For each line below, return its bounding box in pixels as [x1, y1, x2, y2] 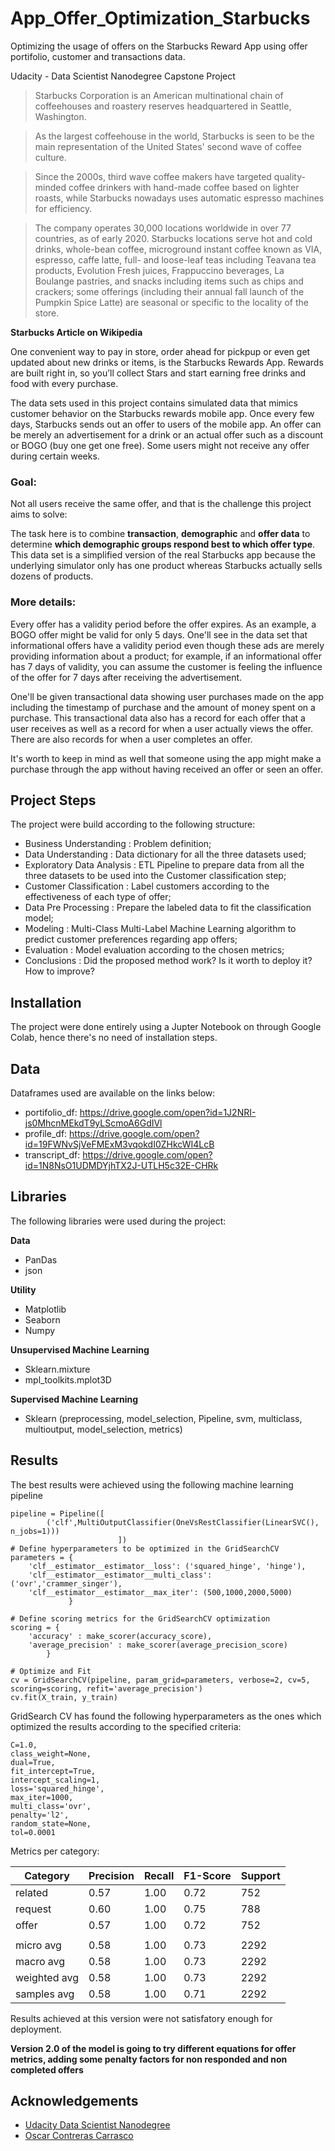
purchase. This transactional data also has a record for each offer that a [10, 712, 306, 724]
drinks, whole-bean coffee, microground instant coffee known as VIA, [34, 243, 323, 255]
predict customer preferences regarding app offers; [24, 933, 238, 946]
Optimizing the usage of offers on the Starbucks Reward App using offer [10, 40, 308, 52]
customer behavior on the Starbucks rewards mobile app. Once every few [10, 407, 315, 419]
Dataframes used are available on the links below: [10, 1087, 216, 1099]
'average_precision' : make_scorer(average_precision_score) [28, 1640, 288, 1650]
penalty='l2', [10, 1810, 70, 1820]
